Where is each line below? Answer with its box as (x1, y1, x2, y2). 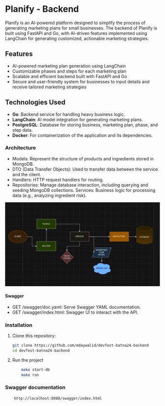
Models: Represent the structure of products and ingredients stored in (12, 155, 154, 161)
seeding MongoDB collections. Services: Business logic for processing (12, 187, 156, 193)
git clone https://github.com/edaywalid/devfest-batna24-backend (12, 343, 149, 348)
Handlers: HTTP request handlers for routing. (12, 177, 104, 183)
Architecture (5, 145, 36, 151)
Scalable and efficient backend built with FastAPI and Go (12, 73, 127, 79)
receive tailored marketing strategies (12, 84, 87, 90)
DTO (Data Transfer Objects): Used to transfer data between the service (12, 166, 158, 172)
